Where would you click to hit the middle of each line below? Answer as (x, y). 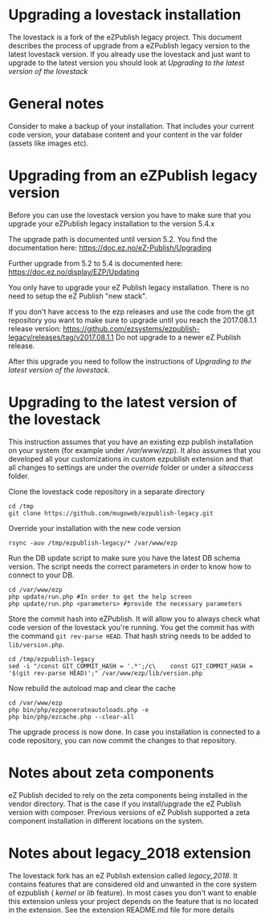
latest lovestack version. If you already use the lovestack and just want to (129, 54)
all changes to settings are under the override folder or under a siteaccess (131, 467)
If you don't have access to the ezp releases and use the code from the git (131, 311)
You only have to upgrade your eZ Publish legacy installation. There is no (129, 287)
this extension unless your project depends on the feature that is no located (133, 901)
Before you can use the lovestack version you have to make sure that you (130, 215)
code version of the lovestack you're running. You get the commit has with (131, 627)
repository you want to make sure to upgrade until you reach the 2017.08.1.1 (132, 320)
